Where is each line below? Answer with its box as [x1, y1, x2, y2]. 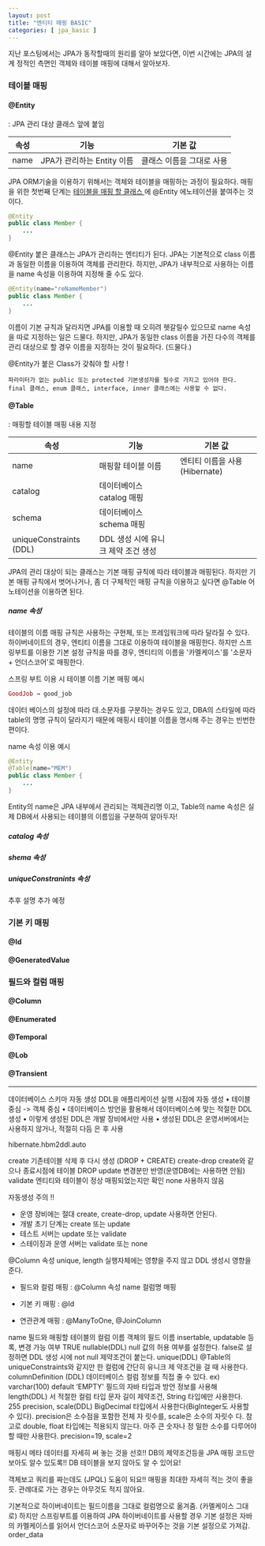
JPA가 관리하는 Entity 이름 [40, 155, 134, 166]
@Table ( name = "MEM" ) [8, 765, 73, 773]
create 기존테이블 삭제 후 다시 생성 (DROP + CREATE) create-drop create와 [8, 1156, 246, 1166]
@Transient [8, 1069, 47, 1078]
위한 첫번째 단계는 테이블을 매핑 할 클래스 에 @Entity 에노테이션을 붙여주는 [16, 186, 246, 196]
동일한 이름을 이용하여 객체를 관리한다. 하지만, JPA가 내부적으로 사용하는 [16, 260, 240, 268]
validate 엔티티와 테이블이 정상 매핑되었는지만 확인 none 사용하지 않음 [8, 1176, 225, 1185]
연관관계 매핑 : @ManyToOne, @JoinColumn [19, 1316, 162, 1326]
